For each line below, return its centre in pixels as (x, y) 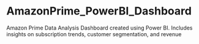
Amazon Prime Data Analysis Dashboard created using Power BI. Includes (99, 28)
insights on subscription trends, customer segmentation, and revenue (94, 34)
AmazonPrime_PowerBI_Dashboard (99, 11)
